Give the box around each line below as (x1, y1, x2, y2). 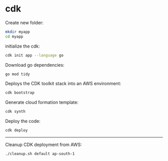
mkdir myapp (5, 29, 30, 34)
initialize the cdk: (5, 43, 40, 49)
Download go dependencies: (5, 62, 64, 68)
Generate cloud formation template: (5, 99, 78, 105)
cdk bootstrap (5, 90, 35, 95)
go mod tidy (5, 71, 30, 77)
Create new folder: (5, 20, 44, 26)
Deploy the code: (5, 118, 41, 124)
